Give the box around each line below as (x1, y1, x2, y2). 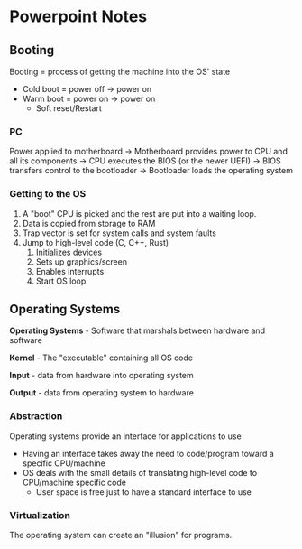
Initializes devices (35, 247, 102, 257)
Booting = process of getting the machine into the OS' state (9, 66, 231, 77)
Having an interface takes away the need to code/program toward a (22, 448, 275, 459)
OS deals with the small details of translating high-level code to (22, 467, 258, 478)
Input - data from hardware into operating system (9, 370, 194, 381)
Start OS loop (35, 275, 87, 286)
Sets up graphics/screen (35, 256, 128, 267)
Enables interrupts (35, 265, 105, 276)
